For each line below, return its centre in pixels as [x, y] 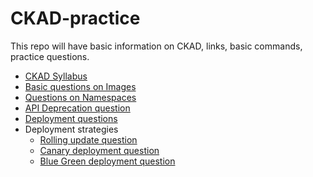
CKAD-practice [75, 18]
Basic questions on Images [80, 86]
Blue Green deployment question [107, 161]
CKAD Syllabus [56, 76]
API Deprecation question [77, 108]
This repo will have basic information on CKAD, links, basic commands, [156, 46]
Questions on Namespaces [80, 97]
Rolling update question [88, 139]
